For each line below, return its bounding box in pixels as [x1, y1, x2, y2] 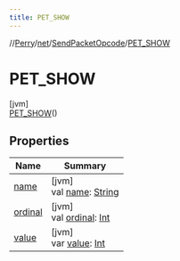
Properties [9, 133, 70, 148]
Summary [63, 159, 107, 172]
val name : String [51, 186, 119, 199]
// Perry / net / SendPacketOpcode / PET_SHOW [9, 37, 171, 48]
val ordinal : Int [51, 211, 110, 224]
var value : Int [51, 237, 105, 249]
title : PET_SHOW [9, 12, 70, 22]
